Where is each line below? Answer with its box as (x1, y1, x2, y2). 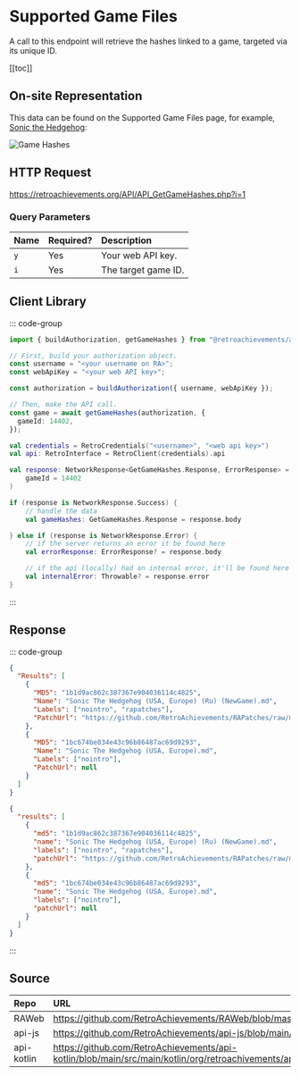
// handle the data (25, 507, 98, 516)
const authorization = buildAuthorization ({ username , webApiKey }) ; (9, 384, 274, 393)
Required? (47, 234, 93, 247)
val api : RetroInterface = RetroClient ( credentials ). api (9, 450, 226, 458)
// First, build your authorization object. (9, 351, 178, 360)
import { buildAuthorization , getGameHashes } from (9, 335, 205, 344)
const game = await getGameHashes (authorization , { (9, 408, 205, 417)
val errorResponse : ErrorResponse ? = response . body (25, 548, 221, 557)
